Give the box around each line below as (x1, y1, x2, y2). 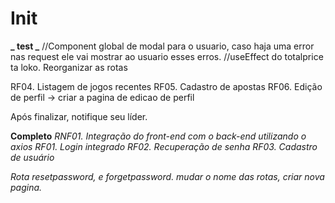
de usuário (10, 151, 55, 163)
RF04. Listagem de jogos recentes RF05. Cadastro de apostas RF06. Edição (10, 80, 323, 92)
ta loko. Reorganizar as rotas (10, 61, 128, 73)
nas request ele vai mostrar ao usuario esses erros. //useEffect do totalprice (10, 50, 324, 62)
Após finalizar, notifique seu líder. (10, 110, 148, 122)
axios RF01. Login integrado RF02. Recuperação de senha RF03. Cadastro (10, 140, 318, 152)
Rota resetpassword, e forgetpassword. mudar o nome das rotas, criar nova (10, 170, 325, 182)
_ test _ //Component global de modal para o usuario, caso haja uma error (10, 40, 315, 52)
